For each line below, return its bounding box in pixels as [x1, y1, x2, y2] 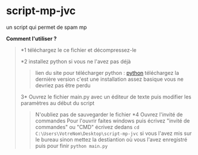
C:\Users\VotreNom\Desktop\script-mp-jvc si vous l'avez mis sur [35, 130, 192, 137]
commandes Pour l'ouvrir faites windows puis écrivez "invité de [35, 117, 190, 124]
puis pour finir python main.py [35, 142, 108, 149]
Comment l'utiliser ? [6, 35, 57, 42]
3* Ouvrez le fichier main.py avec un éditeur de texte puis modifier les [20, 93, 192, 100]
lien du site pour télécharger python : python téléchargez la [35, 69, 180, 76]
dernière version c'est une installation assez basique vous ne [35, 75, 184, 83]
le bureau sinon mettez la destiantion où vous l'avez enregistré [35, 136, 187, 143]
